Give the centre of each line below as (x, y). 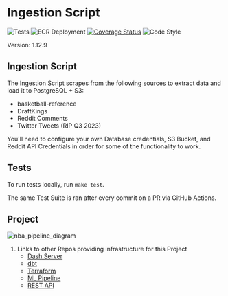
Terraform (42, 271)
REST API (41, 286)
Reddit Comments (43, 118)
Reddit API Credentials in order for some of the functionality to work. (104, 146)
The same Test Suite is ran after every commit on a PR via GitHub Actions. (112, 198)
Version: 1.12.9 (27, 45)
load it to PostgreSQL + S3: (46, 90)
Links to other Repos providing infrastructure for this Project (102, 249)
